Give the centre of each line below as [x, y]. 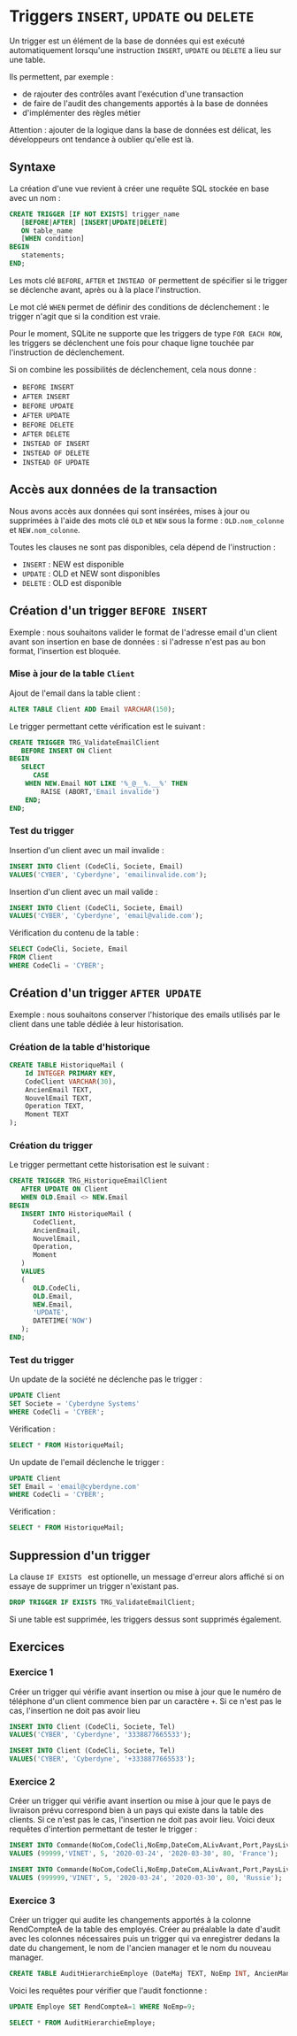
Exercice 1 [31, 1672]
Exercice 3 [32, 1901]
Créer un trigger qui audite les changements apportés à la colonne [130, 1920]
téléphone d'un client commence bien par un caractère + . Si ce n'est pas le [146, 1701]
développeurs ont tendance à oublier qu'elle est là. [102, 139]
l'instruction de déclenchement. [67, 352]
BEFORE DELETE [48, 425]
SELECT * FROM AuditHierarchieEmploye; [83, 2023]
